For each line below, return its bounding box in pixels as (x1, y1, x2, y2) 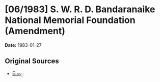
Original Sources (5, 57, 59, 66)
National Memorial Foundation (5, 14, 136, 26)
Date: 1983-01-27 (5, 42, 42, 48)
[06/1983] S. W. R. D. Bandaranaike (5, 4, 155, 15)
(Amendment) (5, 25, 66, 37)
